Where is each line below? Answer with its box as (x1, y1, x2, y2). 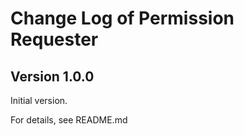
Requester (10, 28, 99, 51)
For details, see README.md (10, 114, 128, 126)
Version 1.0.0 (10, 68, 95, 85)
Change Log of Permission (10, 7, 235, 30)
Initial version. (10, 95, 68, 106)
